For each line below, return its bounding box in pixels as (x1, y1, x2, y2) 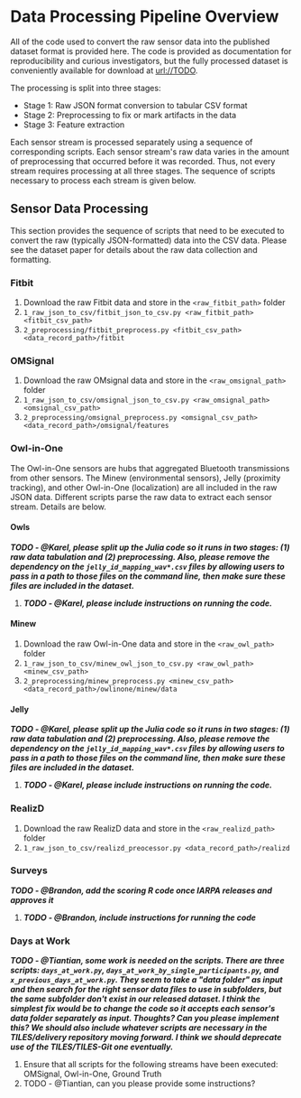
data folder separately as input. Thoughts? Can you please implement (10, 1013, 279, 1024)
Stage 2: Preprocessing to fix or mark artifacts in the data (23, 109, 237, 120)
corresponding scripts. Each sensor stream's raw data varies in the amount (10, 146, 289, 157)
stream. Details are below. (10, 501, 107, 512)
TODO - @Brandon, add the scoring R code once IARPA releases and (10, 885, 273, 896)
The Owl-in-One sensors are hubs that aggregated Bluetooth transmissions (10, 462, 290, 473)
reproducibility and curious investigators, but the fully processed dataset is (10, 55, 288, 66)
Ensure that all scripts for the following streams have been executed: (23, 1059, 278, 1070)
